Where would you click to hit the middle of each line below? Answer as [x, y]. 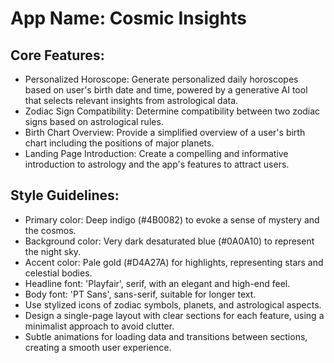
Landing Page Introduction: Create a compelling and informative [156, 153]
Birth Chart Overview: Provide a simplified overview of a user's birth [165, 132]
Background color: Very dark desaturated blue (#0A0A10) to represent [169, 241]
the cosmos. [50, 230]
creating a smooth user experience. [98, 347]
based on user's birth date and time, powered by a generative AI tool [166, 90]
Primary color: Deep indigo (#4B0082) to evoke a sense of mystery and [172, 219]
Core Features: [57, 55]
